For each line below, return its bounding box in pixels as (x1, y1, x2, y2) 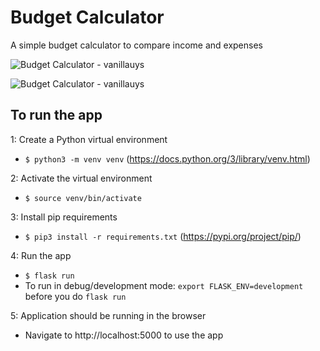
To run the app (10, 107, 103, 124)
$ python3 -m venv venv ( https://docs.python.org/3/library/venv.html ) (24, 152, 311, 165)
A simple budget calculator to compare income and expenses (10, 39, 263, 51)
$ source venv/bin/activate (24, 193, 142, 203)
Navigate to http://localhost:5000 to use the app (24, 329, 224, 341)
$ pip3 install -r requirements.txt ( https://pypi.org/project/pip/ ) (24, 230, 302, 242)
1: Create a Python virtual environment (10, 133, 168, 145)
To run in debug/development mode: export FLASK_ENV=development (24, 279, 304, 291)
